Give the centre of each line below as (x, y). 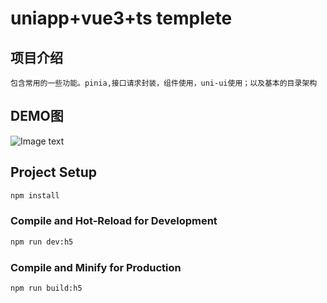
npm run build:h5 (46, 288)
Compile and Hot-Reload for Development (114, 221)
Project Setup (54, 172)
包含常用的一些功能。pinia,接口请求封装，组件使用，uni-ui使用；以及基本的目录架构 (164, 83)
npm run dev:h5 (42, 242)
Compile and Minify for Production (96, 267)
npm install (35, 195)
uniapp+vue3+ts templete (121, 18)
